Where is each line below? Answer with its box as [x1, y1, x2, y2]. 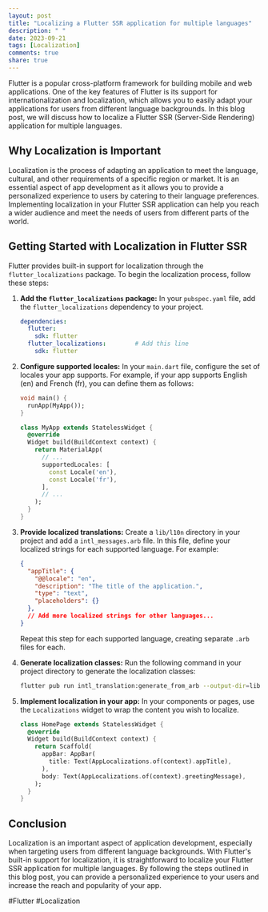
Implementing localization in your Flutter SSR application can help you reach [8, 199, 260, 209]
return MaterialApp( [34, 446, 103, 454]
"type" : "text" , [34, 589, 89, 597]
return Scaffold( [34, 742, 92, 751]
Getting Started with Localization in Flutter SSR [8, 239, 248, 253]
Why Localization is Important [8, 144, 162, 158]
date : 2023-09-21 [8, 34, 66, 42]
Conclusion [8, 817, 67, 830]
